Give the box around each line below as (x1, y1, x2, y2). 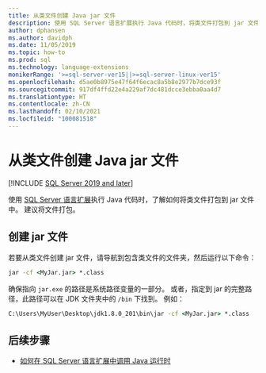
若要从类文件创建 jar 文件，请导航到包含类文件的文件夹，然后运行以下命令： (8, 252, 256, 262)
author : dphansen (8, 26, 66, 34)
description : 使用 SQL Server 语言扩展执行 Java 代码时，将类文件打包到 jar (8, 19, 245, 27)
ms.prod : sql (8, 56, 51, 64)
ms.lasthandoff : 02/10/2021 (8, 108, 101, 116)
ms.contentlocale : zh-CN (8, 100, 90, 108)
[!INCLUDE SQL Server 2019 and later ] (8, 178, 134, 187)
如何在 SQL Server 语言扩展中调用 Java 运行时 (19, 356, 172, 366)
